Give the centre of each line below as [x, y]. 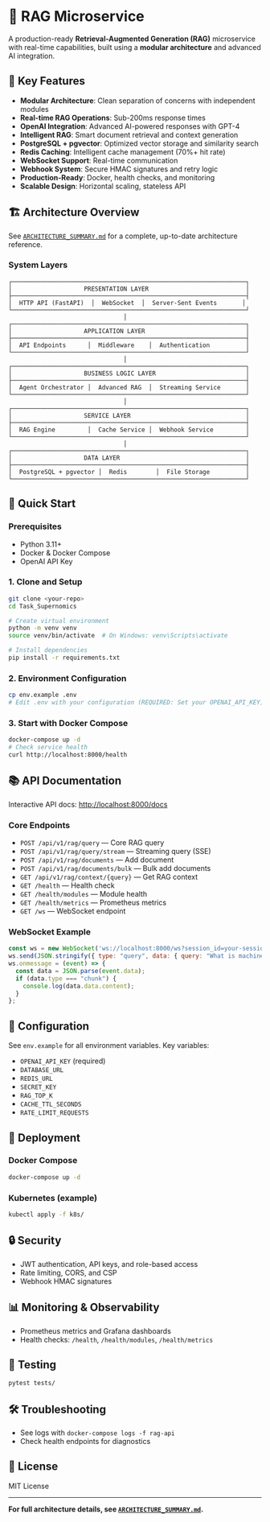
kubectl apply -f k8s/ [46, 1215]
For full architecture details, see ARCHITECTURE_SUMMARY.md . [106, 1509]
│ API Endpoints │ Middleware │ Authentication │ [129, 345]
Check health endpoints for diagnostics [85, 1442]
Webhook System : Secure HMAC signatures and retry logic [119, 169]
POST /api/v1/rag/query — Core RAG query [92, 843]
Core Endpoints [39, 825]
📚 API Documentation [65, 781]
